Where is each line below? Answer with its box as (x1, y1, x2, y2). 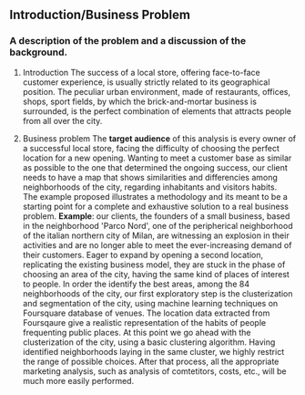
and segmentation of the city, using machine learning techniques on (22, 297, 279, 308)
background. (9, 46, 68, 58)
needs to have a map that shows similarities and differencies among (22, 172, 278, 182)
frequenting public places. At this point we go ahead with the (22, 327, 252, 338)
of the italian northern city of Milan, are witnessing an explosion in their (22, 230, 290, 241)
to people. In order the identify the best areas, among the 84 (22, 278, 250, 289)
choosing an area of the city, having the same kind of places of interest (22, 268, 290, 279)
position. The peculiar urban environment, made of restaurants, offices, (22, 86, 291, 97)
